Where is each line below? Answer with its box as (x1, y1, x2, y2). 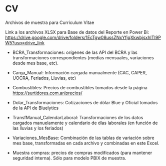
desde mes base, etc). (12, 60, 59, 66)
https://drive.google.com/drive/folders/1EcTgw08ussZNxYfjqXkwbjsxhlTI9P (5, 34, 161, 40)
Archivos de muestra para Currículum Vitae (5, 19, 94, 25)
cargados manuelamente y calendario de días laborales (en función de (12, 120, 158, 126)
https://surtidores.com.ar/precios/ (12, 90, 82, 96)
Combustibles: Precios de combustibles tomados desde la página (12, 84, 147, 90)
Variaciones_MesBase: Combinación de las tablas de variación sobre (12, 135, 154, 141)
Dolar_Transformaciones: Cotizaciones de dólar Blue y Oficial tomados (12, 99, 158, 105)
